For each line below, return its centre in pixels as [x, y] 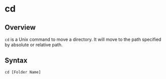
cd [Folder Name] [23, 72]
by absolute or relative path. [34, 45]
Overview [20, 27]
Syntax [16, 61]
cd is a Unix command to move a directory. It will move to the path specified [83, 39]
